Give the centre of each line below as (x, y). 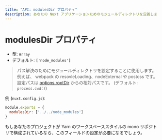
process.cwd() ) (32, 88)
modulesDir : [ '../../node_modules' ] (46, 112)
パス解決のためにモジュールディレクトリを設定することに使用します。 (87, 71)
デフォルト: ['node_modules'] (41, 60)
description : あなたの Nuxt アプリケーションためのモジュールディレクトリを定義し (80, 14)
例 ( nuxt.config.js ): (25, 99)
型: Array (21, 54)
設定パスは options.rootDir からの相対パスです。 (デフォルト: (77, 83)
